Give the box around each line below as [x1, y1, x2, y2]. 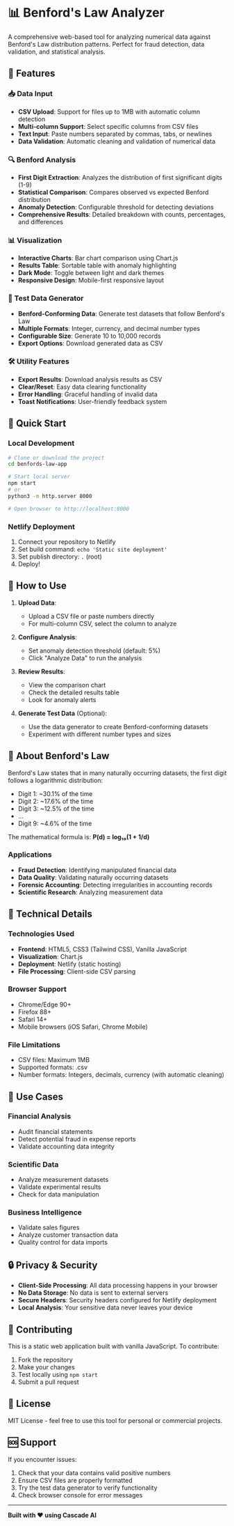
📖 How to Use [8, 580, 67, 592]
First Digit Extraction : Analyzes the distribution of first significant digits [17, 173, 223, 181]
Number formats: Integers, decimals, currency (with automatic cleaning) [17, 1070, 225, 1079]
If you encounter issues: [8, 1455, 77, 1463]
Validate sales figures [17, 1223, 80, 1232]
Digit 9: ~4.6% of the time [17, 819, 92, 827]
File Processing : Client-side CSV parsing [17, 967, 136, 975]
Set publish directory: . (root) [17, 552, 103, 561]
